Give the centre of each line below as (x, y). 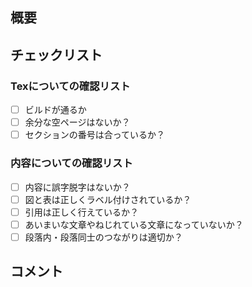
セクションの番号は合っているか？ (95, 135)
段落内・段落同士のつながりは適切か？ (103, 237)
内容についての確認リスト (71, 163)
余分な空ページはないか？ (77, 122)
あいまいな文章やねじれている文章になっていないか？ (134, 224)
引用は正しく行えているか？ (82, 212)
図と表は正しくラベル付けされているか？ (108, 199)
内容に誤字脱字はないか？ (77, 187)
